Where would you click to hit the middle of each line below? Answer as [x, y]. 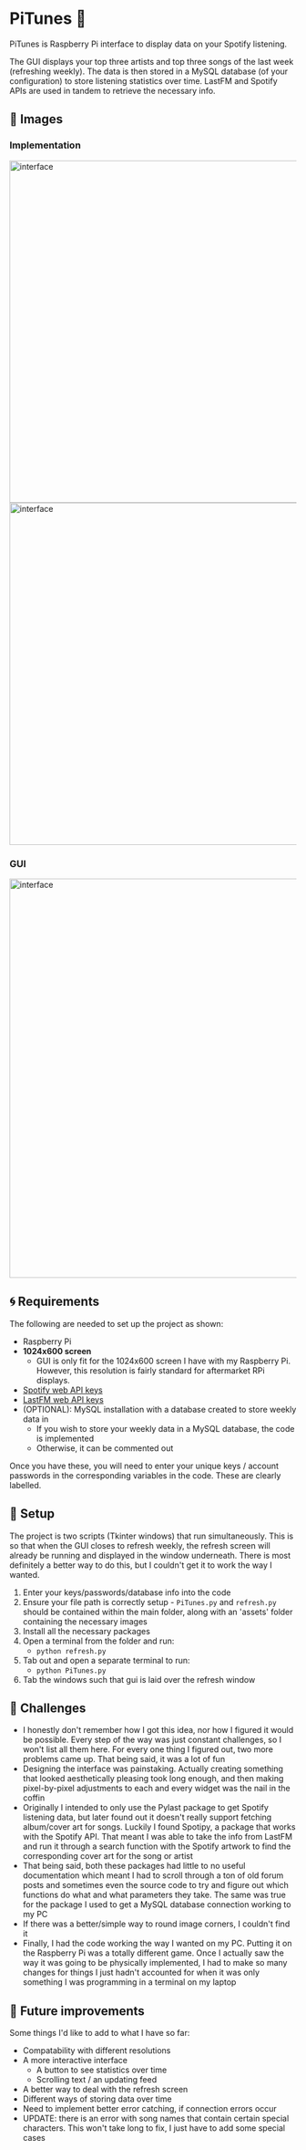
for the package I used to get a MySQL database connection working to [157, 1905]
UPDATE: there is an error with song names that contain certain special [156, 2119]
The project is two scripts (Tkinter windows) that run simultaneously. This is [152, 1536]
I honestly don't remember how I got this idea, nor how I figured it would [158, 1730]
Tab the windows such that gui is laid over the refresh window [139, 1679]
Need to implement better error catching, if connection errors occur [150, 2109]
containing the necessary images [85, 1621]
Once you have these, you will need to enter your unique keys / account [144, 1466]
